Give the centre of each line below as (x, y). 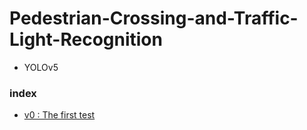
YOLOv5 (41, 67)
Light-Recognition (86, 39)
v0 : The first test (59, 115)
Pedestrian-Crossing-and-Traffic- (154, 18)
